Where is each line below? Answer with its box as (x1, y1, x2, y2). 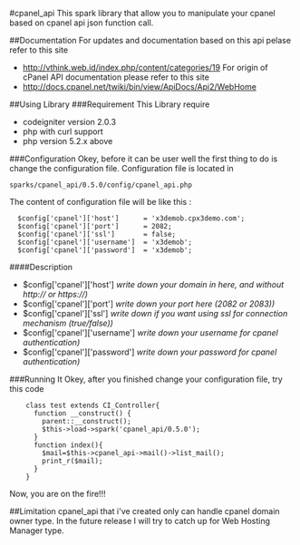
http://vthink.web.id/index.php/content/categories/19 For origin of (22, 63, 269, 73)
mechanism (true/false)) (22, 317, 113, 328)
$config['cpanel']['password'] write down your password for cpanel (22, 346, 277, 357)
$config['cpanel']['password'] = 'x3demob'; (17, 246, 193, 255)
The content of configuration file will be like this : (9, 197, 192, 207)
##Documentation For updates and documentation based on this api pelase (9, 35, 292, 45)
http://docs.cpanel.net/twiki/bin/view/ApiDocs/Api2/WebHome (22, 82, 256, 92)
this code (9, 384, 44, 394)
